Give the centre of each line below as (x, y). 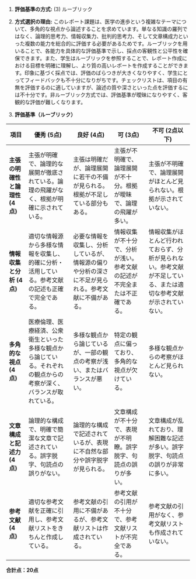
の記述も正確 (46, 289)
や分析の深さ (91, 271)
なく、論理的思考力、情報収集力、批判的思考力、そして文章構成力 (99, 36)
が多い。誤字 (166, 447)
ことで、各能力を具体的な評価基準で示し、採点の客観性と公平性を (104, 51)
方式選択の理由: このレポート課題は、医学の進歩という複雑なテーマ (95, 22)
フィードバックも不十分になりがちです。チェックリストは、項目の (104, 80)
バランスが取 (46, 392)
